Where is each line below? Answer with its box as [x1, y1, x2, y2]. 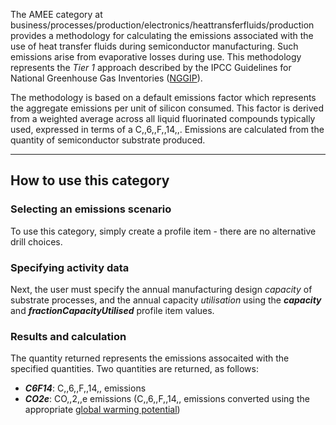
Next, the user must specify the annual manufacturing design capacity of [10, 283, 313, 295]
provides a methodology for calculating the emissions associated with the [10, 30, 314, 41]
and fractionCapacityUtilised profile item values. [10, 304, 215, 316]
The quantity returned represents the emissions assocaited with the [10, 352, 290, 364]
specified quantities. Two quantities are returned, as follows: [10, 363, 259, 375]
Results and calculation [10, 329, 127, 343]
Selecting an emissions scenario [10, 202, 172, 216]
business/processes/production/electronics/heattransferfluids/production [10, 19, 315, 31]
